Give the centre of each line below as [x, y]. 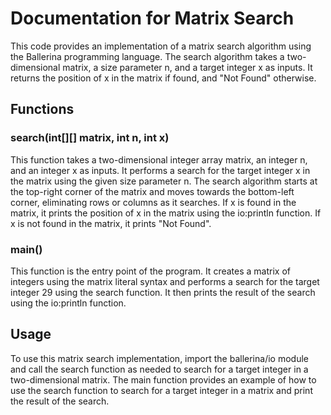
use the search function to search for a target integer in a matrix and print [161, 390]
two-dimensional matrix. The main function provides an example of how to [163, 379]
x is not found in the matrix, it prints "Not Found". [111, 223]
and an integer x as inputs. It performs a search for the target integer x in [160, 170]
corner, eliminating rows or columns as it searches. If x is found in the [153, 202]
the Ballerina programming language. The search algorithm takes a [147, 56]
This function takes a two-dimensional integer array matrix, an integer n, [159, 159]
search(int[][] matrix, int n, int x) [90, 138]
